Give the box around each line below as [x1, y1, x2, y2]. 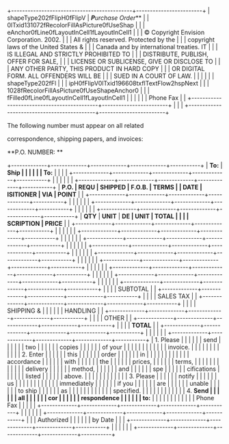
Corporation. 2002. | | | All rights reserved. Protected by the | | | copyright [7, 36, 215, 44]
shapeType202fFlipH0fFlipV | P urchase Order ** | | [7, 14, 149, 22]
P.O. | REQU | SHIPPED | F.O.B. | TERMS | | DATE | [61, 183, 203, 191]
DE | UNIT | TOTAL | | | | [122, 212, 189, 220]
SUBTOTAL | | [118, 285, 157, 293]
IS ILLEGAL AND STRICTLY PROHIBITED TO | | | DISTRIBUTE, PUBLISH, [7, 50, 208, 58]
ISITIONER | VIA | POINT [7, 190, 77, 198]
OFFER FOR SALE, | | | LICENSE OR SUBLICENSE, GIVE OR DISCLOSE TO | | [7, 57, 221, 65]
